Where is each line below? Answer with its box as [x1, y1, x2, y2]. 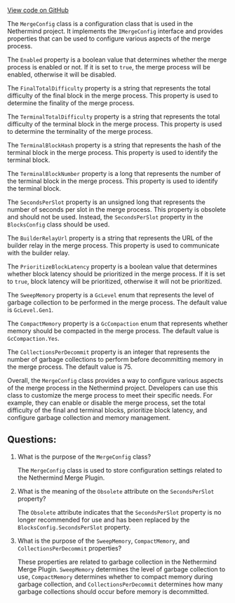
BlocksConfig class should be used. [7, 220, 110, 229]
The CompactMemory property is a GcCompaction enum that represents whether [7, 319, 228, 327]
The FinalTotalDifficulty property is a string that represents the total [7, 84, 211, 92]
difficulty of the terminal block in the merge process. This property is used [7, 120, 222, 128]
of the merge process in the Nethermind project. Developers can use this [7, 384, 219, 392]
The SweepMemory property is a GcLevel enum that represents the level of [7, 291, 215, 299]
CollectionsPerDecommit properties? [17, 543, 122, 553]
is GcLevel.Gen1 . [7, 306, 54, 314]
